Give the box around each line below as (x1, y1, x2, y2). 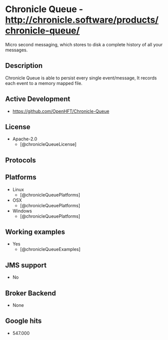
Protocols (5, 156, 36, 164)
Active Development (5, 95, 70, 104)
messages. (5, 47, 28, 53)
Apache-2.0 (12, 136, 38, 142)
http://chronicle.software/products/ (5, 14, 159, 26)
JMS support (5, 261, 47, 270)
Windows (12, 208, 32, 214)
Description (5, 61, 43, 70)
